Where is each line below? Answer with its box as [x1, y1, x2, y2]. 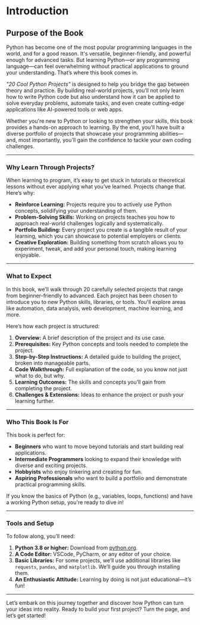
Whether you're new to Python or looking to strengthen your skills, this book [6, 117, 193, 125]
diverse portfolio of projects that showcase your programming [6, 130, 159, 137]
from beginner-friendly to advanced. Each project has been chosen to [6, 292, 177, 299]
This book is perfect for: [6, 431, 65, 439]
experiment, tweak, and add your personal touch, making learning [14, 245, 177, 253]
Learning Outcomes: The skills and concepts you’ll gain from [14, 378, 165, 385]
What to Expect [6, 272, 52, 281]
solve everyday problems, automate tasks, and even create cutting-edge [6, 99, 185, 107]
